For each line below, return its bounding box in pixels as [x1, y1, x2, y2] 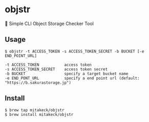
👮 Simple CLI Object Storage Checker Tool [5, 20, 94, 27]
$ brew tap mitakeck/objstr [5, 107, 65, 113]
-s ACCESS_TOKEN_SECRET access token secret [5, 66, 108, 72]
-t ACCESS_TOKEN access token [5, 62, 92, 67]
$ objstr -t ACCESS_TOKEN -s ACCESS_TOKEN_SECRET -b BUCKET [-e [5, 48, 144, 54]
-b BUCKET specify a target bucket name [5, 71, 129, 76]
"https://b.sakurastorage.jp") [5, 80, 71, 85]
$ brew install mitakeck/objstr [5, 112, 73, 117]
